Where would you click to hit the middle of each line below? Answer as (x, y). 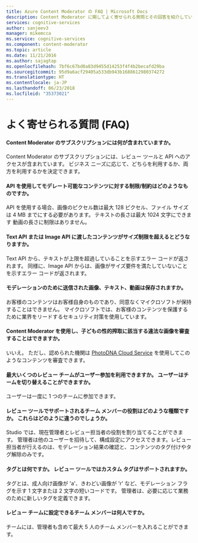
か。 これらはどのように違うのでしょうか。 (58, 418)
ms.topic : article (29, 50)
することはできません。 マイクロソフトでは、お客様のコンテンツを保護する (97, 309)
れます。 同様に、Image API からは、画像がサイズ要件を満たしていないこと (97, 266)
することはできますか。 (34, 339)
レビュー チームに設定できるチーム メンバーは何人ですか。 (77, 512)
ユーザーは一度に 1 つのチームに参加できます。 (62, 396)
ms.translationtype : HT (35, 77)
